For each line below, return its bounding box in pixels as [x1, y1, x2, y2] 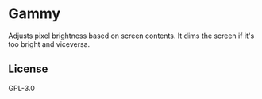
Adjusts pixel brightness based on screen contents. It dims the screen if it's [8, 31, 255, 40]
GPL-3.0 [8, 83, 36, 93]
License [8, 63, 48, 76]
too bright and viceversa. [8, 39, 91, 48]
